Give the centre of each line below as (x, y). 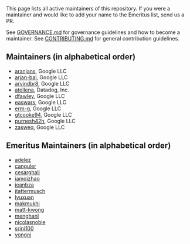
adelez (23, 160)
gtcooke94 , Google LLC (43, 114)
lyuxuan (24, 197)
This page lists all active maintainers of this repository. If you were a (88, 9)
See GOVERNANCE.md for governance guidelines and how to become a (93, 32)
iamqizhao (27, 178)
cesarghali (27, 172)
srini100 (24, 228)
